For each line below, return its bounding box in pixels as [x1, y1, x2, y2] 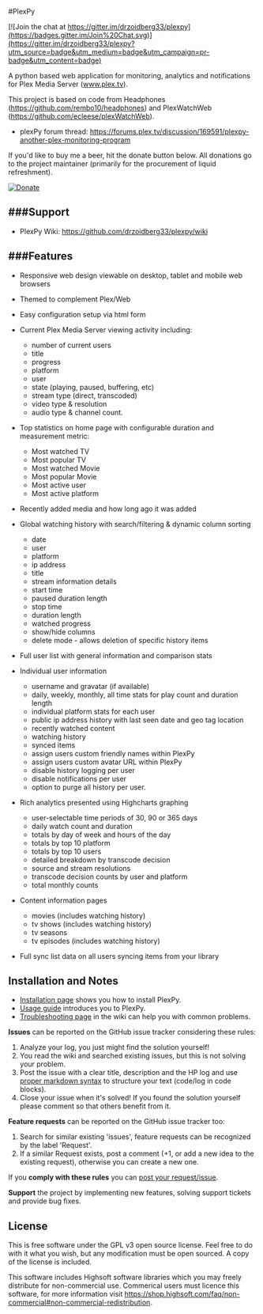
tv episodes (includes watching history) [31, 936, 160, 945]
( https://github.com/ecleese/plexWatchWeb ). [8, 112, 155, 121]
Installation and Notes [8, 975, 118, 988]
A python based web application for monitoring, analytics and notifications [8, 71, 251, 80]
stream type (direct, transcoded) [31, 391, 138, 400]
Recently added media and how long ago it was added [19, 504, 197, 513]
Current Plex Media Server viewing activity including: [19, 324, 193, 335]
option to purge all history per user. [31, 782, 146, 792]
